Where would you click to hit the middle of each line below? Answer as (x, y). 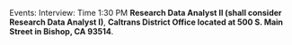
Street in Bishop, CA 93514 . (62, 31)
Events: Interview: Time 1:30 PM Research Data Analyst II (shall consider (146, 13)
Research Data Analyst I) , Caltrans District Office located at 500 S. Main (146, 22)
